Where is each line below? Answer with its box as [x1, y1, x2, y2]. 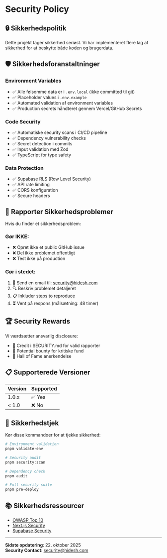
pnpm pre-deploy [5, 487, 39, 492]
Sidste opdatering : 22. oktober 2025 [5, 542, 81, 548]
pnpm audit [5, 473, 28, 478]
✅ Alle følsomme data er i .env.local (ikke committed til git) [12, 89, 135, 95]
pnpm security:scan [5, 459, 46, 465]
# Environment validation [5, 442, 59, 446]
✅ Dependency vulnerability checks [12, 135, 86, 141]
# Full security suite [5, 482, 52, 487]
